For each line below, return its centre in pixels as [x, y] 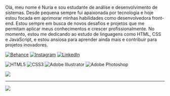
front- [158, 18]
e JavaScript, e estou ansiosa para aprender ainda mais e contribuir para [81, 39]
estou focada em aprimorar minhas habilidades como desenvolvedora [78, 18]
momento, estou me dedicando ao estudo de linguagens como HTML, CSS [83, 34]
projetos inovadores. [27, 45]
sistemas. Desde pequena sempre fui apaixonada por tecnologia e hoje [79, 13]
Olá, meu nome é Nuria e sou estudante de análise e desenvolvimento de [81, 7]
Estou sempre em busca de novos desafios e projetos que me [80, 23]
